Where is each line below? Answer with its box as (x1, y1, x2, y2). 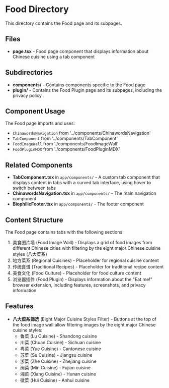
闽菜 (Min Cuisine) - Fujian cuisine (20, 364, 91, 370)
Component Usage (5, 107, 65, 116)
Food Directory (5, 4, 69, 15)
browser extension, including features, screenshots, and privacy (12, 282, 146, 288)
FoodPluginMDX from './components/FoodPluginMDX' (12, 146, 120, 152)
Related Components (5, 160, 73, 170)
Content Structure (5, 215, 63, 224)
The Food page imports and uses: (5, 120, 75, 127)
